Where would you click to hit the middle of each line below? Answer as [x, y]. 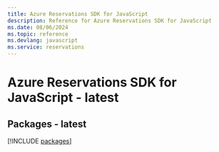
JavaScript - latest [63, 98]
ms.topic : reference [38, 34]
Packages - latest [47, 124]
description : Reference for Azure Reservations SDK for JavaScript [110, 21]
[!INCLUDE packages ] [40, 141]
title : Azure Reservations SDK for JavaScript [78, 14]
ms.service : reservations [46, 47]
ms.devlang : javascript [43, 41]
